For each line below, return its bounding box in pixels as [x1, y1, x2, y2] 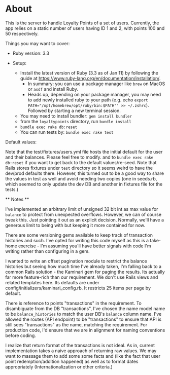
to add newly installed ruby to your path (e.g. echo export [27, 97, 148, 103]
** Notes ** [5, 196, 29, 202]
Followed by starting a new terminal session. [27, 107, 121, 114]
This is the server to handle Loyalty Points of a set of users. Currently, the [5, 20, 159, 26]
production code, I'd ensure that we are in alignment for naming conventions [5, 327, 165, 333]
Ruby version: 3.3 [12, 50, 50, 56]
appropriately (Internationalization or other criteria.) [5, 363, 113, 370]
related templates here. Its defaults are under [5, 279, 100, 285]
